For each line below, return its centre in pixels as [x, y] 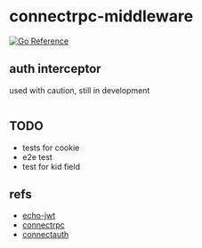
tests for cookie [51, 148]
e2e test [37, 156]
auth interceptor [55, 69]
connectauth [45, 235]
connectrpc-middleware [101, 16]
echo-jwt [39, 216]
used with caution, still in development [80, 90]
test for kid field [51, 166]
